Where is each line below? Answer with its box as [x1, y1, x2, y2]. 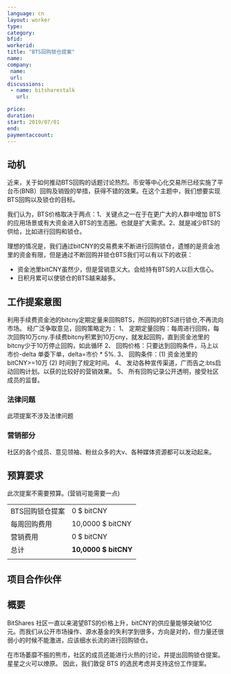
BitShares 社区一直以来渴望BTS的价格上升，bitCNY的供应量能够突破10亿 [7, 618, 212, 627]
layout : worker [7, 17, 51, 23]
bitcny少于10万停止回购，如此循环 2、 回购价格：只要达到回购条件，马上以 [7, 342, 219, 349]
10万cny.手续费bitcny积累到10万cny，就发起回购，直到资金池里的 [25, 333, 210, 341]
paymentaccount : [7, 132, 54, 139]
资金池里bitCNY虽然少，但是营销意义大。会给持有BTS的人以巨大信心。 [16, 265, 218, 274]
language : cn [7, 10, 45, 17]
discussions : [7, 81, 45, 88]
